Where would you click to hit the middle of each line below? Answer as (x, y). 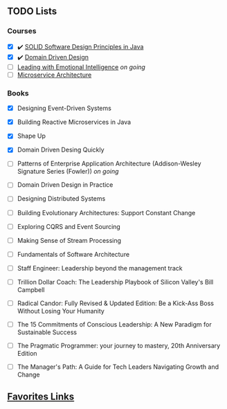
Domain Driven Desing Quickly (61, 150)
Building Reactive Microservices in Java (74, 122)
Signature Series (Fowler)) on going (68, 172)
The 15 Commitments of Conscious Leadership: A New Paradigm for (115, 324)
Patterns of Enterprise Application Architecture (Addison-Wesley (109, 164)
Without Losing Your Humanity (61, 311)
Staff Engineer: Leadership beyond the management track (100, 268)
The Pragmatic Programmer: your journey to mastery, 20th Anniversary (119, 346)
